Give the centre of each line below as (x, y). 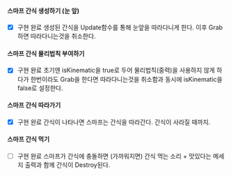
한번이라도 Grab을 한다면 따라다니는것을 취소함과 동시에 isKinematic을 (126, 79)
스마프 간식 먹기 (29, 139)
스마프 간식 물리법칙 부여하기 (46, 53)
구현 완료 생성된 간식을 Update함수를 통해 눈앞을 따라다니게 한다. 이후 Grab (120, 27)
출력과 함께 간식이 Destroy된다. (67, 165)
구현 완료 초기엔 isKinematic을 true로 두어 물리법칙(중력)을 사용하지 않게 (116, 71)
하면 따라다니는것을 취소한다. (56, 36)
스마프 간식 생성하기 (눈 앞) (43, 10)
